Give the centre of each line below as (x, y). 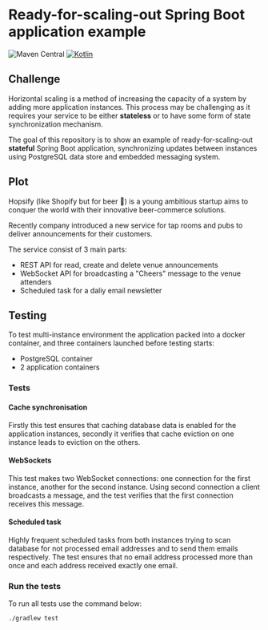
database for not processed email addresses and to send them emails (123, 548)
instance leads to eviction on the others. (74, 442)
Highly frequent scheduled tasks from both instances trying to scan (120, 539)
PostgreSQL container (56, 359)
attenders (36, 281)
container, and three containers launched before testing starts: (111, 343)
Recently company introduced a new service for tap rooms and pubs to (126, 225)
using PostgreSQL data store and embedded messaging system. (114, 156)
